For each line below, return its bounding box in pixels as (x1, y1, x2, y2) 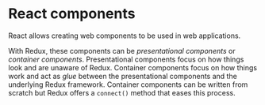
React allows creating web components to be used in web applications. (8, 31, 241, 40)
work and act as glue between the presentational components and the (8, 71, 238, 81)
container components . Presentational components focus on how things (8, 54, 244, 64)
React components (8, 5, 136, 23)
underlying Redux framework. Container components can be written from (8, 80, 248, 89)
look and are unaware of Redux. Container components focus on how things (8, 62, 258, 72)
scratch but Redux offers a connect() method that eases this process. (8, 88, 236, 97)
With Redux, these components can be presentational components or (8, 46, 236, 55)
